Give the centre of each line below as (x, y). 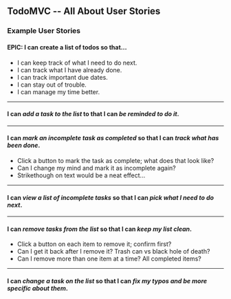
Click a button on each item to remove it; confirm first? (94, 244)
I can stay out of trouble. (52, 85)
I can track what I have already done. (69, 70)
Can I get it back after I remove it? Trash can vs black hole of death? (113, 252)
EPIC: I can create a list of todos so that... (67, 47)
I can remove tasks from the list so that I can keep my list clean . (100, 229)
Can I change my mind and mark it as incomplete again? (97, 168)
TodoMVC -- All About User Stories (84, 11)
